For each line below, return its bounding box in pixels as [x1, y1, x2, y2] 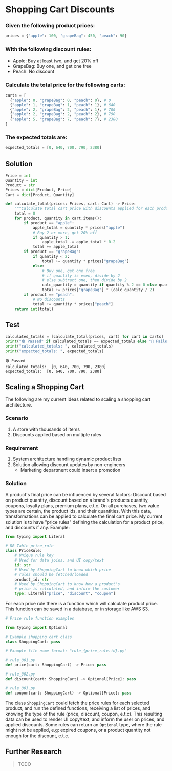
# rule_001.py [5, 658, 36, 663]
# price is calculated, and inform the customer [14, 586, 120, 591]
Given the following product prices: [5, 22, 95, 29]
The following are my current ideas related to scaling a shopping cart [5, 396, 151, 402]
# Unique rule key [14, 553, 54, 558]
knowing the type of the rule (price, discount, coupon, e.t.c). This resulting [5, 710, 162, 717]
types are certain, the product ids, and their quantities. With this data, [5, 508, 152, 514]
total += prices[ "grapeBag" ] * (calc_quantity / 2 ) [41, 287, 155, 293]
